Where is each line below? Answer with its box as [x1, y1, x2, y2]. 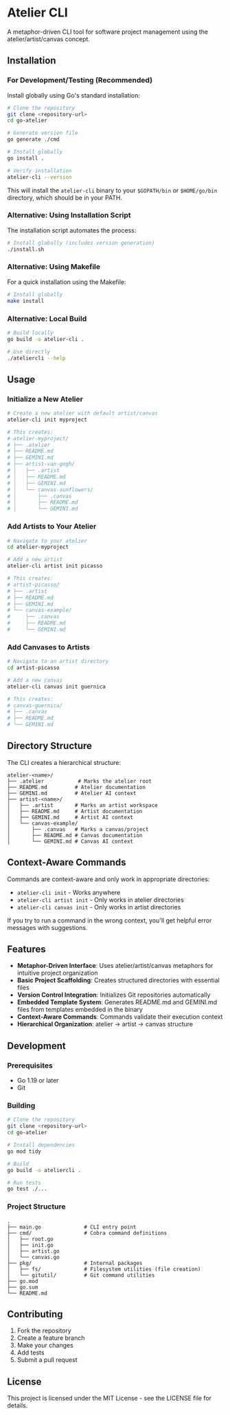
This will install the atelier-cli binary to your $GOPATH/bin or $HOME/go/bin [7, 186, 218, 194]
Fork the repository [16, 1326, 72, 1335]
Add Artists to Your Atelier [7, 521, 97, 531]
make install [7, 297, 45, 304]
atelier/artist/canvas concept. [7, 34, 91, 43]
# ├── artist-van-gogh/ [7, 461, 76, 468]
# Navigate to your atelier [7, 537, 88, 544]
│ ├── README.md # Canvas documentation [7, 832, 143, 839]
